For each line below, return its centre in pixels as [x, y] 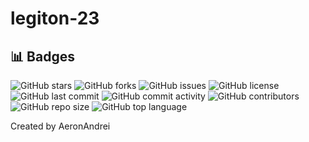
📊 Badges [42, 56]
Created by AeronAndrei [60, 126]
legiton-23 [55, 18]
